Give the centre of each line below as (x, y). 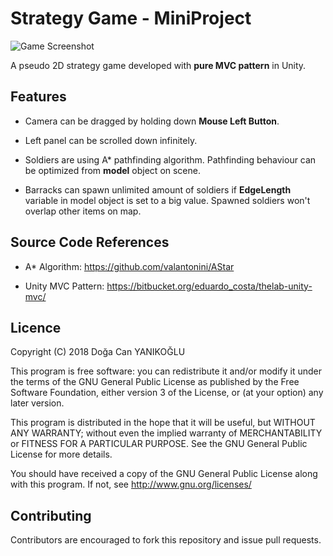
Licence (36, 327)
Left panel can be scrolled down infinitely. (111, 140)
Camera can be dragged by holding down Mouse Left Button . (152, 121)
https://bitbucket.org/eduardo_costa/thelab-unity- (209, 286)
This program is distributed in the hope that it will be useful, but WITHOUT (163, 423)
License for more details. (61, 454)
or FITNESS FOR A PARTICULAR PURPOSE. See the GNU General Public (159, 444)
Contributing (51, 515)
